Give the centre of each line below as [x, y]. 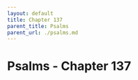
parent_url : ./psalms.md [43, 32]
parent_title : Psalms [38, 26]
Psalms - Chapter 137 [69, 66]
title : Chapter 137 [35, 20]
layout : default [30, 13]
